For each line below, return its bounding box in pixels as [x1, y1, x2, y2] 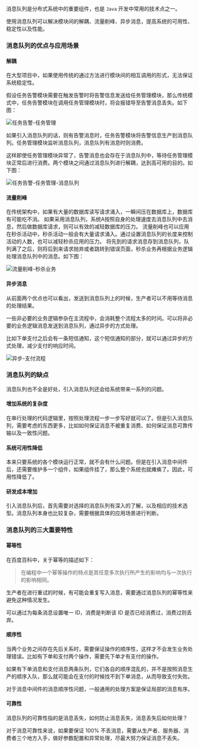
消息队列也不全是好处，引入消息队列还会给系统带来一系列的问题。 [6, 385, 167, 393]
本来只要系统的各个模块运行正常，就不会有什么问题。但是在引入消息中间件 [6, 458, 188, 466]
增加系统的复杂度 [6, 400, 48, 407]
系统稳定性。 [6, 79, 37, 86]
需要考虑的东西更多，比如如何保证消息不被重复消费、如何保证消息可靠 [16, 422, 188, 429]
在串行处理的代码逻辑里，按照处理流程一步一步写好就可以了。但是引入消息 [6, 414, 188, 422]
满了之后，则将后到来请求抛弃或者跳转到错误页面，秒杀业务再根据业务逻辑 [11, 245, 193, 252]
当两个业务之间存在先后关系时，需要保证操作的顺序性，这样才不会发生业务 [6, 645, 188, 652]
